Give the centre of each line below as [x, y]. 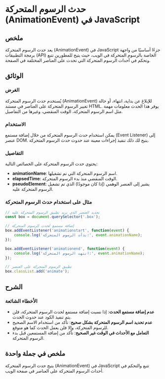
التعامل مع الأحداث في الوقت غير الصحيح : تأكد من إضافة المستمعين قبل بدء [81, 332]
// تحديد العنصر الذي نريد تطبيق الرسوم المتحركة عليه [52, 212]
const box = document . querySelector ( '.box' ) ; [53, 217]
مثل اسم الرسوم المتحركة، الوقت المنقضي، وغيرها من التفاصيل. [64, 111]
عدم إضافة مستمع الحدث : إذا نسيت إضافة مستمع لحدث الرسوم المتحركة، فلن [83, 312]
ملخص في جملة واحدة [35, 353]
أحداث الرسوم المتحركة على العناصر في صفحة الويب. [54, 371]
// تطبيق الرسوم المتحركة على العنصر [38, 267]
